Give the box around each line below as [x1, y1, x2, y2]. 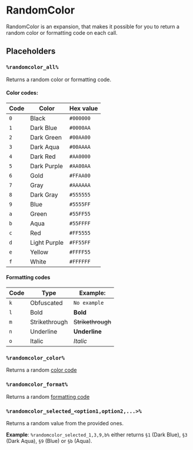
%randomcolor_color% [6, 354, 65, 361]
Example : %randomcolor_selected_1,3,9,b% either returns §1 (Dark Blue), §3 [6, 431, 188, 438]
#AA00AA [69, 162, 91, 169]
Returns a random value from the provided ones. [6, 419, 124, 426]
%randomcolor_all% [6, 64, 59, 71]
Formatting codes [6, 274, 51, 281]
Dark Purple [30, 162, 64, 170]
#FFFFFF [69, 258, 91, 265]
